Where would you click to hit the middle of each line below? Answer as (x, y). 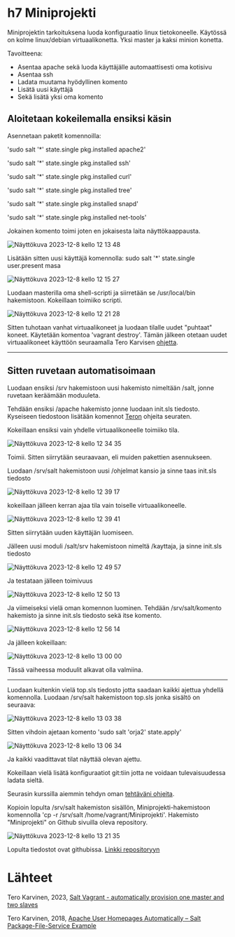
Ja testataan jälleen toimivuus (50, 581)
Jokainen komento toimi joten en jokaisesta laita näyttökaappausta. (104, 231)
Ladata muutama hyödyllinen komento (72, 81)
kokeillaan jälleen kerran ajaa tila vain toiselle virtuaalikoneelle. (97, 505)
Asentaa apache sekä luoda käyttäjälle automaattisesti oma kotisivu (114, 67)
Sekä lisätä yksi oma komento (60, 97)
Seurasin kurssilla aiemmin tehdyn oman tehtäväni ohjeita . (91, 793)
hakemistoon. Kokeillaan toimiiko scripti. (65, 300)
